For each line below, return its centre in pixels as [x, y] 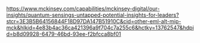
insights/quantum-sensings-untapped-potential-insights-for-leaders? [93, 15]
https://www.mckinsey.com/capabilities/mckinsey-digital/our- [83, 9]
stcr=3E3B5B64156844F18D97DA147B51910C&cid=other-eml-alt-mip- [94, 21]
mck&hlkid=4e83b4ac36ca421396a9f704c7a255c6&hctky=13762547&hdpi [100, 27]
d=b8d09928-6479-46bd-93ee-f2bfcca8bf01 [64, 34]
